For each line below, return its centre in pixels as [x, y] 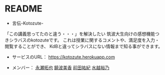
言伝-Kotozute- [28, 23]
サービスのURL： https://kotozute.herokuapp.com [63, 57]
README [24, 9]
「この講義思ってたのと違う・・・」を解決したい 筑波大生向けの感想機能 [80, 33]
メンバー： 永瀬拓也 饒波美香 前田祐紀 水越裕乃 [61, 67]
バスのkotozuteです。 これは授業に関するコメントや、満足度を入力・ [89, 40]
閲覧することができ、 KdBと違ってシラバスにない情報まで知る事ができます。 [84, 46]
